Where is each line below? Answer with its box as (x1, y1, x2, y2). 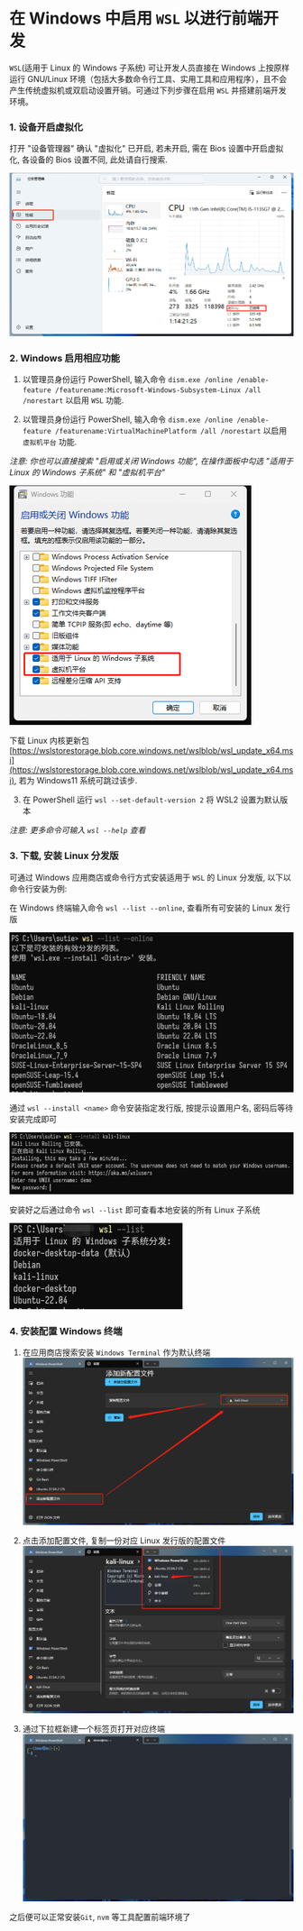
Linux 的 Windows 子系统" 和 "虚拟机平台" (9, 467, 165, 478)
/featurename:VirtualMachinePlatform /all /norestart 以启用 (55, 426, 288, 436)
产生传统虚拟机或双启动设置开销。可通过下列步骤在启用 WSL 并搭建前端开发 (9, 85, 287, 96)
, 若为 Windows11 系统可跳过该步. (14, 775, 138, 786)
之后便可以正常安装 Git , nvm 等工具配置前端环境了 (9, 1911, 191, 1922)
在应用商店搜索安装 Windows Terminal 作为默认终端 (22, 1347, 211, 1358)
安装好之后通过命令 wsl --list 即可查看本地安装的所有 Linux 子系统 (9, 1204, 261, 1215)
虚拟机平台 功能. (22, 436, 78, 447)
